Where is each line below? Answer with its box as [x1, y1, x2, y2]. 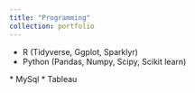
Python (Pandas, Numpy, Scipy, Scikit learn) [22, 56, 187, 67]
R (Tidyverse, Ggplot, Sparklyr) [22, 46, 138, 57]
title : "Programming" [9, 13, 91, 23]
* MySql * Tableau [9, 73, 78, 84]
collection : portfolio [9, 22, 95, 31]
